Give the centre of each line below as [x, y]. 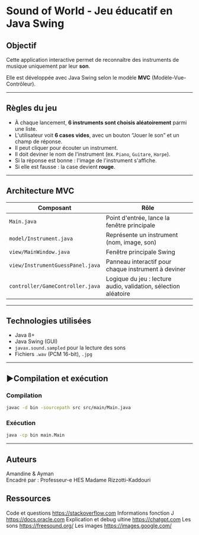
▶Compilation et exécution [57, 378]
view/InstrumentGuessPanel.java [55, 265]
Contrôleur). [21, 84]
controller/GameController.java [55, 286]
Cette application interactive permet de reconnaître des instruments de [93, 60]
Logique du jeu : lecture [139, 279]
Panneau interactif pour [139, 262]
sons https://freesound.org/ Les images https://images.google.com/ [89, 525]
